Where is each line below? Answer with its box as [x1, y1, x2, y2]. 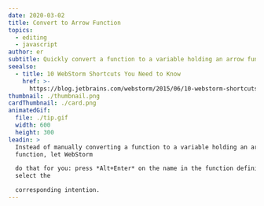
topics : [8, 26, 34, 34]
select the [15, 172, 51, 180]
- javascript [15, 41, 58, 49]
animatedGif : [8, 107, 51, 115]
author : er [8, 48, 44, 56]
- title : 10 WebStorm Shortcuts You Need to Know [15, 70, 181, 78]
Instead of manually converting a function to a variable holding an [15, 143, 247, 151]
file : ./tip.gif [15, 114, 68, 122]
